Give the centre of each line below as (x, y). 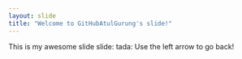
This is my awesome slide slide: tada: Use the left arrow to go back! (121, 46)
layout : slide (32, 16)
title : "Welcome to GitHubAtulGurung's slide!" (91, 23)
